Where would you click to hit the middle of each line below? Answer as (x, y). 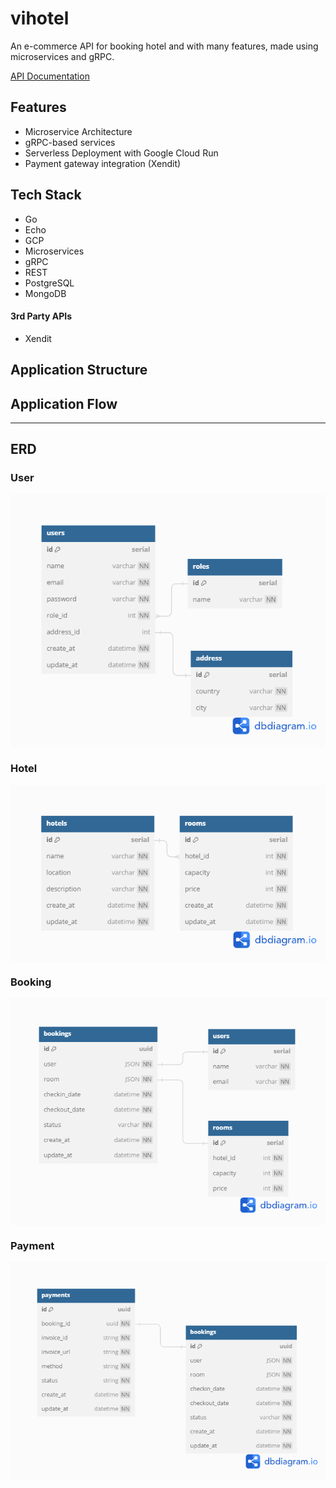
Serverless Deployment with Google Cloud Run (121, 153)
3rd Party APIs (41, 316)
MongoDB (45, 293)
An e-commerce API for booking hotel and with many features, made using (164, 46)
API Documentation (50, 76)
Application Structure (79, 370)
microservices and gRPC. (62, 56)
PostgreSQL (49, 283)
